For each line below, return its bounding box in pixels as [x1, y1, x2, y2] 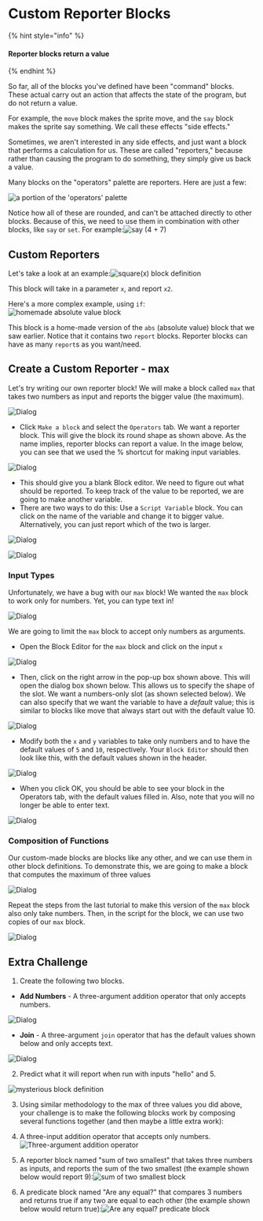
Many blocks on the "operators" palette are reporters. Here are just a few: [8, 178, 247, 187]
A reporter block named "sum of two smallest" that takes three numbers [19, 1156, 253, 1165]
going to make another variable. [19, 494, 123, 504]
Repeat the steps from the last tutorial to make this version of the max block [8, 900, 250, 910]
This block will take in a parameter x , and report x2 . [8, 284, 174, 293]
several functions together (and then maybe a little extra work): [19, 1116, 224, 1126]
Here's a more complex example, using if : [8, 299, 145, 308]
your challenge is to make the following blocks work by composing [19, 1108, 236, 1118]
